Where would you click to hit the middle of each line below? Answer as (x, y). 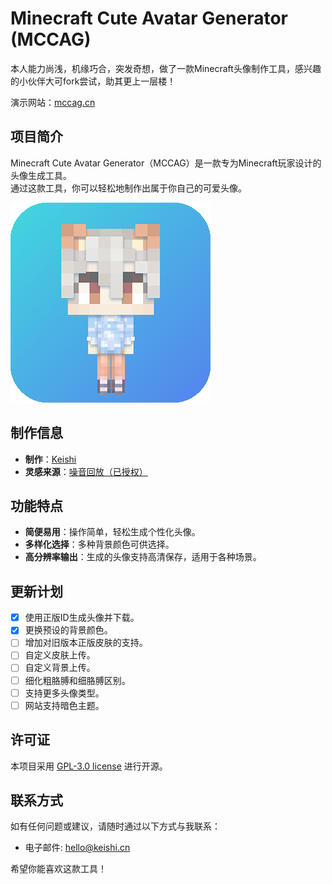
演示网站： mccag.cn (53, 102)
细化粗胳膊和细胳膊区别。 (77, 680)
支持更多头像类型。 (64, 693)
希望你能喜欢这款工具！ (58, 869)
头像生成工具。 (41, 175)
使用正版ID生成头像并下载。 (82, 618)
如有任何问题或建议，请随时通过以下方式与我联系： (115, 826)
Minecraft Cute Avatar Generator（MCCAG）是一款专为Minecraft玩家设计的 (166, 163)
